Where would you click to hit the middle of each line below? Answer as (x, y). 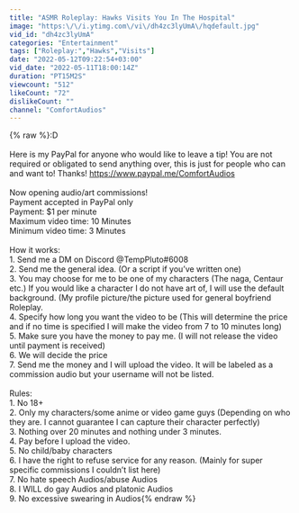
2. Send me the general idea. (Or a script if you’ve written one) (125, 269)
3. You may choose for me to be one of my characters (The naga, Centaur (146, 279)
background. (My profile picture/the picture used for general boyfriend (140, 298)
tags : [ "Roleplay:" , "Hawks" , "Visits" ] (82, 51)
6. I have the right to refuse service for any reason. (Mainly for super (136, 461)
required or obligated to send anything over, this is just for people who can (148, 164)
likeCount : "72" (40, 93)
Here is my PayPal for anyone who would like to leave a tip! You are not (141, 155)
